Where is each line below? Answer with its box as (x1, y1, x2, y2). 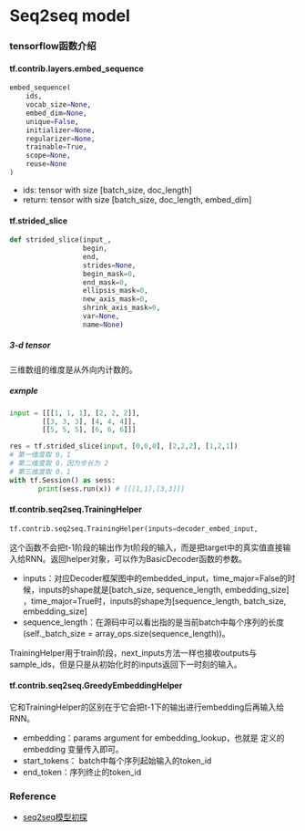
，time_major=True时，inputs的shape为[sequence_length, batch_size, (22, 595, 287, 607)
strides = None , (82, 261, 137, 270)
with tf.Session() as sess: (9, 475, 117, 484)
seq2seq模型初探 (22, 812, 88, 823)
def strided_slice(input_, (9, 235, 112, 244)
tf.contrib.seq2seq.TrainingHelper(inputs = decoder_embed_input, (9, 524, 259, 534)
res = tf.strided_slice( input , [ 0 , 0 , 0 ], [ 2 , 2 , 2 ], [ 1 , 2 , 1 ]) (9, 441, 239, 452)
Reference (9, 790, 56, 803)
